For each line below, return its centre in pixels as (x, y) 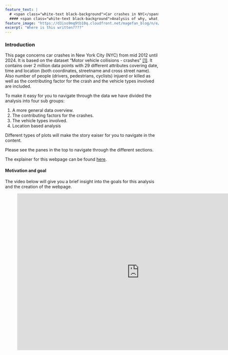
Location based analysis (36, 126)
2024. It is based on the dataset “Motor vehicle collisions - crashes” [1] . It (79, 60)
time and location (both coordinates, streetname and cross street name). (78, 71)
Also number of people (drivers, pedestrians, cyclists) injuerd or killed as (78, 76)
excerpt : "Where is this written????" (44, 28)
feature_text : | (21, 9)
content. (13, 140)
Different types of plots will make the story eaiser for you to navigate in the (80, 135)
